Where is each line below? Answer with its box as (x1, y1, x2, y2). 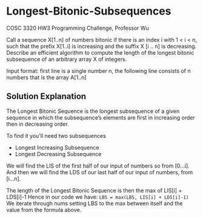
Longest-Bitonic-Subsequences (6, 4, 171, 18)
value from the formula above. (6, 206, 82, 213)
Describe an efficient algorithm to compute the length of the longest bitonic (6, 49, 195, 56)
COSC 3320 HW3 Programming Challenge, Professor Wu (6, 24, 150, 32)
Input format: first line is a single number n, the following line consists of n (6, 67, 191, 74)
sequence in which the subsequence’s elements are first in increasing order (6, 114, 196, 121)
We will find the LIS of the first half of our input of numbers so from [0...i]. (6, 162, 190, 169)
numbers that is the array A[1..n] (6, 73, 87, 81)
